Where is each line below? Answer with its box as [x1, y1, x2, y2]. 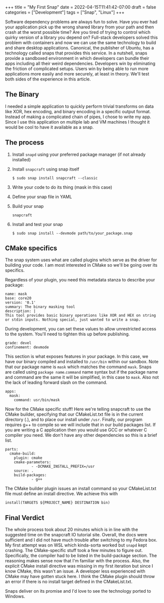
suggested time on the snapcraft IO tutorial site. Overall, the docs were [5, 532, 147, 538]
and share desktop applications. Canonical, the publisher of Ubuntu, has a [5, 45, 154, 50]
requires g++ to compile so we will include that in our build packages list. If [5, 422, 156, 428]
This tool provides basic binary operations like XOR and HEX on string [5, 313, 156, 318]
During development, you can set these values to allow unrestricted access [5, 326, 156, 332]
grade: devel [5, 341, 32, 346]
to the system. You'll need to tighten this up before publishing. [5, 331, 130, 337]
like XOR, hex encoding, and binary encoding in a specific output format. [5, 108, 151, 114]
